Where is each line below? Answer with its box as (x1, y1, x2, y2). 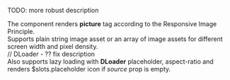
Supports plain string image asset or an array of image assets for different (7, 35, 223, 43)
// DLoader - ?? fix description (7, 50, 96, 58)
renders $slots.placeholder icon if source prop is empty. (7, 65, 171, 73)
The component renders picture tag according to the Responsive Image (7, 20, 217, 28)
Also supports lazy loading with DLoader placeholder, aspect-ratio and (7, 57, 214, 66)
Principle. (7, 28, 35, 35)
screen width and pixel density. (7, 42, 98, 50)
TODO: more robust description (7, 6, 99, 14)
